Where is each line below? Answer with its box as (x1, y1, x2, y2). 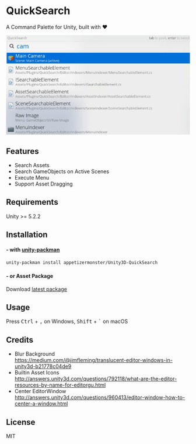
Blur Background (14, 350, 55, 357)
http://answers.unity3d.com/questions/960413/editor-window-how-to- (14, 394, 185, 401)
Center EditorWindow (14, 388, 66, 395)
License (6, 417, 36, 427)
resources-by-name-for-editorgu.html (14, 381, 106, 388)
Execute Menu (14, 174, 50, 181)
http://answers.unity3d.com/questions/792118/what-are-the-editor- (14, 376, 177, 383)
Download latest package (6, 285, 67, 292)
